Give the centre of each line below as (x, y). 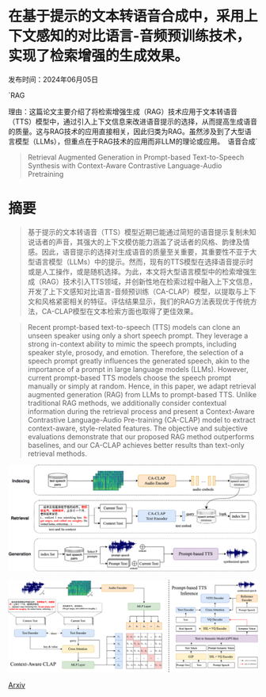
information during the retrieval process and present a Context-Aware (141, 411)
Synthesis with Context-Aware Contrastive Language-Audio (125, 165)
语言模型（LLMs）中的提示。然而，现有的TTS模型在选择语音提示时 (144, 262)
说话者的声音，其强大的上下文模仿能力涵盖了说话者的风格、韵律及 (135, 242)
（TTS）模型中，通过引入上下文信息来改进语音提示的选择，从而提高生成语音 (133, 121)
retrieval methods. (57, 454)
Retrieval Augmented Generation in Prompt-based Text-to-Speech (136, 157)
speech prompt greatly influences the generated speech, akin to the (139, 361)
